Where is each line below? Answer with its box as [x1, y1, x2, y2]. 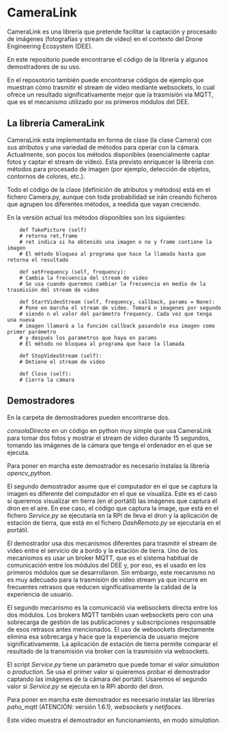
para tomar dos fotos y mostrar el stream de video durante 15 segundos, [7, 434, 210, 442]
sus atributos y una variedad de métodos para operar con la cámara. [7, 143, 200, 151]
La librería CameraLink [7, 118, 105, 129]
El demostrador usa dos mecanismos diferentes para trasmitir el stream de [7, 539, 217, 547]
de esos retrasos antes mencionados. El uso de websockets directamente [7, 625, 215, 633]
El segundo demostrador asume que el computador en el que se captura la [7, 482, 218, 491]
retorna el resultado [7, 256, 69, 263]
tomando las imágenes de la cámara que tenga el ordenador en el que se [7, 441, 213, 449]
